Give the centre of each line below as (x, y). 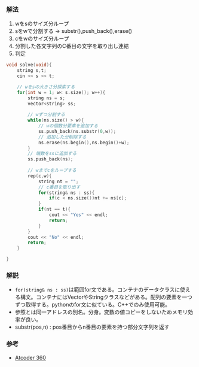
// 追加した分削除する (62, 137)
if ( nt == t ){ (54, 210)
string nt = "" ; (58, 181)
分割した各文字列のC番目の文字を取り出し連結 (72, 46)
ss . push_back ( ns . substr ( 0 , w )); (77, 131)
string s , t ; (32, 71)
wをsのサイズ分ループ (42, 24)
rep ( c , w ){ (40, 176)
